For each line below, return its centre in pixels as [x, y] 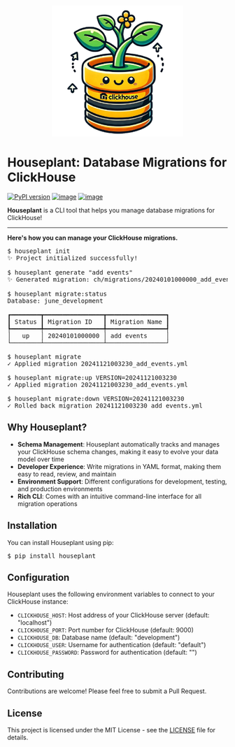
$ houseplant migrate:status [57, 293]
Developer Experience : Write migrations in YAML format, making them [119, 466]
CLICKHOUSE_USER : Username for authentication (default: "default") [112, 645]
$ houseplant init [39, 251]
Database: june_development [55, 300]
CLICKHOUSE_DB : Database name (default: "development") [99, 637]
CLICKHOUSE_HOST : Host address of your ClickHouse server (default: [113, 615]
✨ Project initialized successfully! [73, 258]
